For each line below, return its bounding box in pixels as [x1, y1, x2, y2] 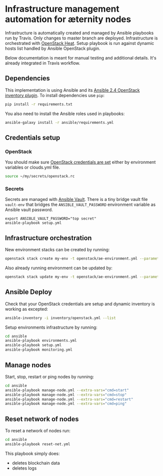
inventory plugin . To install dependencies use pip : [5, 92, 105, 98]
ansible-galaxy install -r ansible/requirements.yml [5, 120, 114, 125]
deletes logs [12, 465, 37, 471]
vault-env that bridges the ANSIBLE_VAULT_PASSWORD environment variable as [5, 201, 156, 208]
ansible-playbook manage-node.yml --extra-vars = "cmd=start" [5, 388, 130, 393]
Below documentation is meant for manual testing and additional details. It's [5, 55, 157, 60]
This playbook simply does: [5, 450, 60, 456]
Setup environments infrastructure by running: [5, 324, 98, 330]
